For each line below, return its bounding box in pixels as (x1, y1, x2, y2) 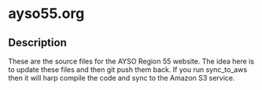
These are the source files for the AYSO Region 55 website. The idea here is (8, 56, 254, 66)
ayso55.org (8, 5, 85, 23)
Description (8, 36, 67, 49)
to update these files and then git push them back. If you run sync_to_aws (8, 65, 248, 74)
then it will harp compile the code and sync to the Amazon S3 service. (8, 74, 235, 82)
